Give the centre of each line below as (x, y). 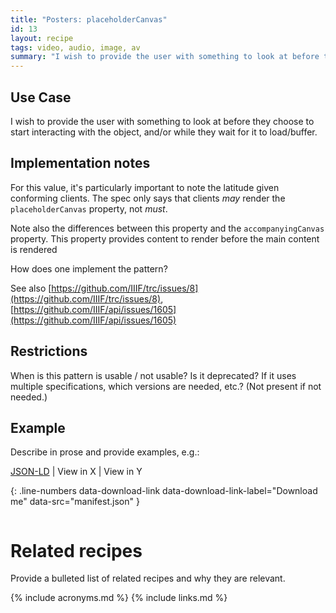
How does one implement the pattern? (89, 268)
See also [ (31, 288)
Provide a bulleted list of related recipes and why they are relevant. (148, 578)
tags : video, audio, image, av (75, 47)
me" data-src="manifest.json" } (75, 502)
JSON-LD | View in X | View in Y (76, 472)
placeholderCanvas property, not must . (89, 208)
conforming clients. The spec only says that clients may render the (148, 198)
